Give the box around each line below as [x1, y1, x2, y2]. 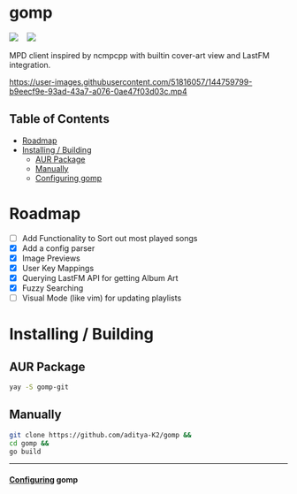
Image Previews [21, 253, 81, 263]
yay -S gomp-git [9, 383, 69, 391]
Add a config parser [21, 242, 95, 254]
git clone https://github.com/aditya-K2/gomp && [9, 430, 192, 439]
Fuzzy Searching [21, 283, 84, 293]
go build [9, 447, 42, 456]
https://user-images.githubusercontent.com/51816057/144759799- [9, 76, 253, 87]
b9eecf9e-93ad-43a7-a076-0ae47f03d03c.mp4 [9, 86, 187, 96]
